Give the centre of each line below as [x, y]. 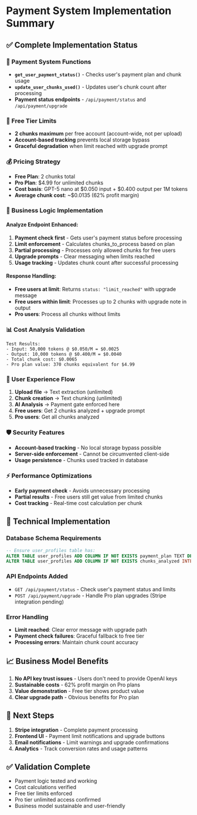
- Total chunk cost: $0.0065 [42, 359]
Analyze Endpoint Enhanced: [42, 224]
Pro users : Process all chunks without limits [67, 314]
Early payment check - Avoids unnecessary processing [82, 490]
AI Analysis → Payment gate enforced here [67, 405]
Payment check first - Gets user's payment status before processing [98, 238]
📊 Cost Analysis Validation [45, 329]
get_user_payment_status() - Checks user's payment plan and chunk [98, 74]
